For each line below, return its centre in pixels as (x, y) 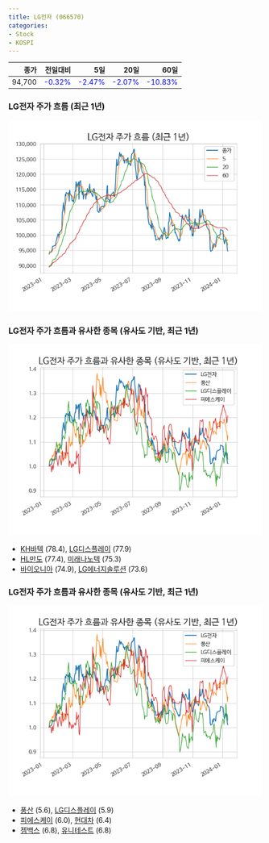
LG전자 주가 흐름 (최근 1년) (57, 106)
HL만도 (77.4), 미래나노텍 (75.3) (71, 559)
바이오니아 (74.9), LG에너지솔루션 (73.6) (84, 570)
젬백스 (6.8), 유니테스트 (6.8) (66, 830)
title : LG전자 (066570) (46, 17)
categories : (28, 25)
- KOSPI (21, 43)
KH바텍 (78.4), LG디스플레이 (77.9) (76, 549)
